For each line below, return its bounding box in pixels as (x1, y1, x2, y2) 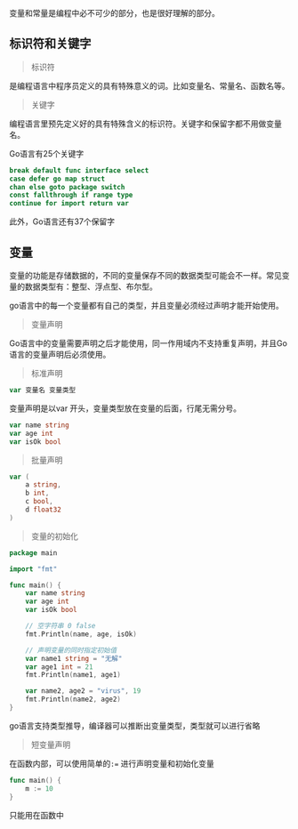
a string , (25, 480, 62, 489)
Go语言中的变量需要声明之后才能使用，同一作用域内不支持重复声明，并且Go (9, 338, 287, 349)
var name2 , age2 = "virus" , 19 (25, 687, 141, 696)
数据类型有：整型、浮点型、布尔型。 (24, 281, 157, 292)
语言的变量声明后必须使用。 (9, 350, 111, 359)
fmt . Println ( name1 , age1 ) (25, 671, 122, 680)
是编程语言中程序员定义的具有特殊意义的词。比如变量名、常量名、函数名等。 (9, 80, 290, 91)
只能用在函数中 (9, 809, 64, 820)
